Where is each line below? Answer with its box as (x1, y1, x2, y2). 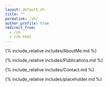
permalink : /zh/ (5, 16, 38, 21)
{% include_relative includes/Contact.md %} (5, 66, 94, 72)
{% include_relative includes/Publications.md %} (5, 57, 104, 63)
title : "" (5, 12, 25, 17)
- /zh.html (9, 35, 32, 40)
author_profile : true (5, 21, 49, 26)
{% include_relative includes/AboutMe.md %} (5, 47, 97, 54)
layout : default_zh (5, 7, 45, 12)
